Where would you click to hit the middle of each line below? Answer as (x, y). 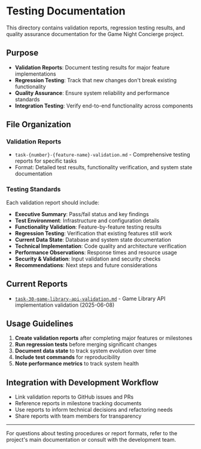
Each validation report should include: (53, 202)
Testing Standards (33, 189)
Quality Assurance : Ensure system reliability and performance (92, 93)
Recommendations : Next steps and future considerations (86, 265)
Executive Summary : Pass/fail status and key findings (82, 214)
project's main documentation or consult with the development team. (91, 440)
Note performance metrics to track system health (77, 364)
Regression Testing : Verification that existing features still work (93, 233)
